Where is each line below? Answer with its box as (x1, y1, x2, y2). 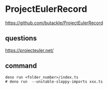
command (5, 62, 37, 70)
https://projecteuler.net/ (5, 47, 54, 53)
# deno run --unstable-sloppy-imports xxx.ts (5, 79, 103, 84)
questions (5, 34, 37, 43)
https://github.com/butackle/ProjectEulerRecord (5, 20, 103, 26)
